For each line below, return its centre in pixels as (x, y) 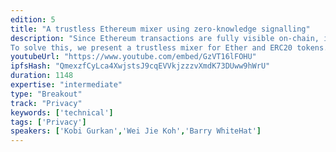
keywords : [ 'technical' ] (62, 112)
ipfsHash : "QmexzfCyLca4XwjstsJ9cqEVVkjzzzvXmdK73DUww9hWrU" (140, 66)
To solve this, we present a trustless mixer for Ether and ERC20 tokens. (169, 47)
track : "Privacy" (46, 103)
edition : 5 (33, 19)
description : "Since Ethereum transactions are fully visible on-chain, (165, 38)
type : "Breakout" (46, 94)
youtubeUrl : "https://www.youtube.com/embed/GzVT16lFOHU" (133, 57)
